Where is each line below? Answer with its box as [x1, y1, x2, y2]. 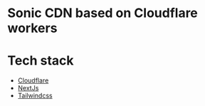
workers [7, 20, 58, 36]
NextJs [17, 84, 39, 92]
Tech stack [7, 53, 74, 69]
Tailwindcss [17, 91, 53, 100]
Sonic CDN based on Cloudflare [7, 5, 198, 21]
